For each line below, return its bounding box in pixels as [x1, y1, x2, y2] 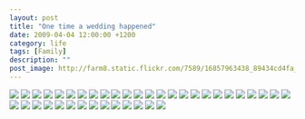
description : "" [9, 55, 71, 64]
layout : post [9, 13, 59, 23]
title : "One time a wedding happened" [9, 22, 156, 31]
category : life [9, 38, 67, 48]
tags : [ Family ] [9, 47, 67, 56]
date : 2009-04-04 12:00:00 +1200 [9, 30, 136, 39]
